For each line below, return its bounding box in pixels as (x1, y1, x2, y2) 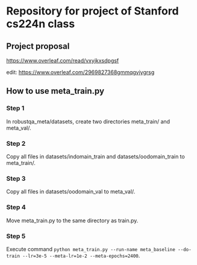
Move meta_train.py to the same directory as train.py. (6, 217, 139, 224)
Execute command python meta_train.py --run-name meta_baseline (6, 245, 176, 252)
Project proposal (6, 41, 70, 51)
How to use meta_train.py (6, 86, 104, 96)
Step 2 (6, 139, 26, 148)
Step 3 (6, 174, 26, 182)
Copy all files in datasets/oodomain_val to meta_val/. (6, 188, 136, 195)
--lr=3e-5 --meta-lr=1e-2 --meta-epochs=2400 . (22, 252, 140, 259)
